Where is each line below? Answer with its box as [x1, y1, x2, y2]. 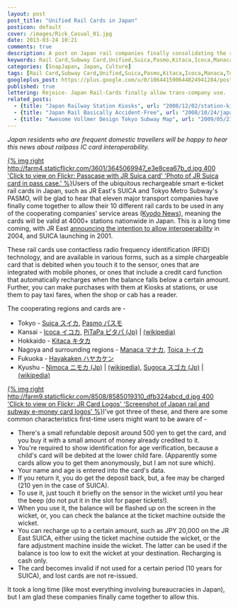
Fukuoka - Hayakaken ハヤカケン [17, 354, 115, 362]
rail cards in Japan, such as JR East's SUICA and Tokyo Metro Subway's [7, 186, 218, 195]
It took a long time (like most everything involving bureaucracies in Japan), [7, 585, 225, 593]
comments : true [7, 43, 52, 50]
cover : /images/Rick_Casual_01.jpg [7, 30, 113, 38]
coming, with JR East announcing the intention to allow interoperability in [7, 224, 220, 232]
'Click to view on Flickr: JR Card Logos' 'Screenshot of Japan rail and [7, 399, 210, 408]
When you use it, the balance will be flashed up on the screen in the [17, 503, 216, 512]
